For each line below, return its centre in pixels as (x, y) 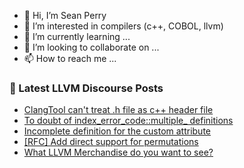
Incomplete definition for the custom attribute (117, 131)
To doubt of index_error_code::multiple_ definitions (128, 121)
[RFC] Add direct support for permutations (111, 142)
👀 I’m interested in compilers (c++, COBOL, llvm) (123, 26)
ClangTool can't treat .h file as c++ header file (118, 110)
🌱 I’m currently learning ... (77, 36)
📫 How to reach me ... (70, 58)
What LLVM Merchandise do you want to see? (118, 152)
